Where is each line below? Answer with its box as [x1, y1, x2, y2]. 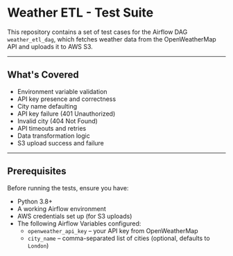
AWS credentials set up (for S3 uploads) [17, 212, 132, 220]
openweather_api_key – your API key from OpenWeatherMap [27, 226, 198, 235]
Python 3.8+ [17, 197, 53, 205]
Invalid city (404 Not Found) [17, 116, 98, 125]
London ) [27, 241, 49, 250]
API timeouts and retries [17, 124, 87, 132]
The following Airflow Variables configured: [17, 219, 141, 228]
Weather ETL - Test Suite [7, 5, 154, 21]
